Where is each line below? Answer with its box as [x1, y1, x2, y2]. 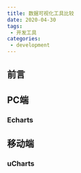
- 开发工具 [10, 29, 37, 36]
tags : [7, 23, 22, 29]
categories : [7, 36, 41, 42]
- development [10, 42, 50, 49]
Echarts [7, 115, 34, 124]
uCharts [7, 159, 35, 168]
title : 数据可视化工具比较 [7, 10, 75, 17]
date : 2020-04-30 [7, 16, 56, 23]
